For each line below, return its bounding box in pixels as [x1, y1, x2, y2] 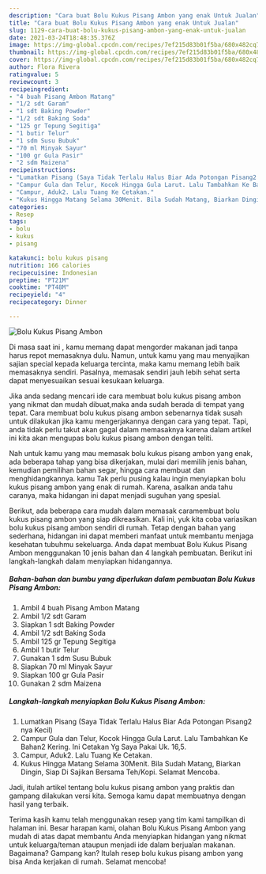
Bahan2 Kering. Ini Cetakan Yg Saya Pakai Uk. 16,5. [20, 742, 186, 751]
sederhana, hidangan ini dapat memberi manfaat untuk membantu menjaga [9, 531, 254, 541]
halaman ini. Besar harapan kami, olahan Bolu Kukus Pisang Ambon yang [9, 823, 246, 832]
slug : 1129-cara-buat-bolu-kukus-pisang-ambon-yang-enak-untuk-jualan [9, 26, 246, 34]
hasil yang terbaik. [9, 799, 69, 808]
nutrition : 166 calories [9, 261, 91, 269]
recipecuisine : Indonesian [9, 268, 98, 277]
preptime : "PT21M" [9, 276, 69, 284]
